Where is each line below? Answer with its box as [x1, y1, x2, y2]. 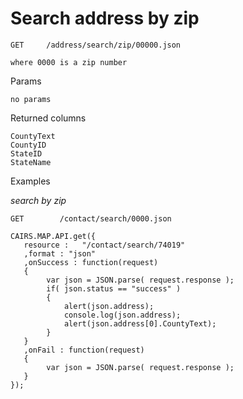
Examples [10, 175, 51, 187]
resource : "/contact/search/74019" [23, 240, 186, 250]
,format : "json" [23, 248, 97, 259]
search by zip [10, 194, 67, 206]
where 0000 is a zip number [10, 57, 128, 67]
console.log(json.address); [63, 310, 182, 320]
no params [10, 94, 52, 104]
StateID [10, 148, 43, 159]
